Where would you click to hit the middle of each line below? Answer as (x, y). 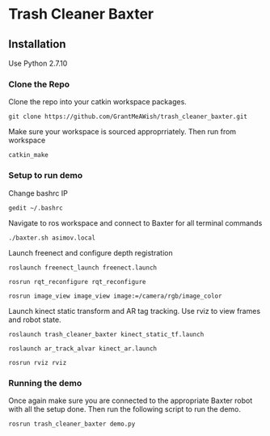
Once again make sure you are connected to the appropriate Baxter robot (131, 400)
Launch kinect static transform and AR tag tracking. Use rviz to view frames (135, 311)
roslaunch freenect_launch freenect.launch (83, 268)
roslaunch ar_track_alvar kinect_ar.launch (83, 349)
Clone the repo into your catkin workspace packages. (98, 102)
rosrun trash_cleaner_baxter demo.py (72, 424)
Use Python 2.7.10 (38, 63)
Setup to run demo (46, 176)
